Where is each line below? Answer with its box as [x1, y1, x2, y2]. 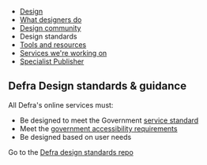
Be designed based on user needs [19, 132, 132, 141]
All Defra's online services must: [8, 100, 114, 109]
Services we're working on [19, 49, 107, 57]
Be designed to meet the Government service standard [19, 115, 199, 125]
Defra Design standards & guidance [8, 79, 187, 93]
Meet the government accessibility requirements [19, 123, 178, 133]
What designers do [19, 15, 82, 24]
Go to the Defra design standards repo [8, 147, 134, 156]
